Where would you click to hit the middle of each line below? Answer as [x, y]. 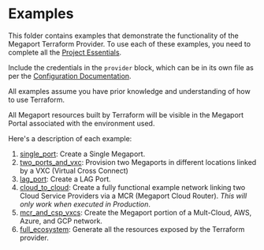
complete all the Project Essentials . [65, 52]
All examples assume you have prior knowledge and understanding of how [129, 91]
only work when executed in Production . [85, 204]
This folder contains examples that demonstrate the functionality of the [123, 35]
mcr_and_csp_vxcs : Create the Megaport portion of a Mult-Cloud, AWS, [136, 212]
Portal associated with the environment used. [82, 123]
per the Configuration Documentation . [70, 76]
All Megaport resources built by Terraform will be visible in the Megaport [126, 114]
